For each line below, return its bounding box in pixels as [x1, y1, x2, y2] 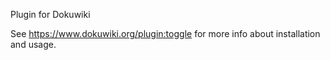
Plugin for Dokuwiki [10, 9, 91, 20]
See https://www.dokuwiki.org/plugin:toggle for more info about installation [10, 28, 321, 39]
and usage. [10, 39, 57, 50]
